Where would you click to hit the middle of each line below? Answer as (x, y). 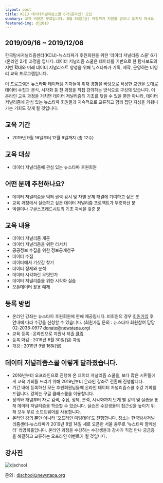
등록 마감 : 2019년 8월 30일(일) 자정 (46, 340)
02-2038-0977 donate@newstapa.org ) (51, 328)
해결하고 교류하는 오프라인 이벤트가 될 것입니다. (62, 436)
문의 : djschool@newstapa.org (35, 475)
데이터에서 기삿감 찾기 (33, 262)
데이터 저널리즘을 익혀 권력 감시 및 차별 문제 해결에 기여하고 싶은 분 (76, 196)
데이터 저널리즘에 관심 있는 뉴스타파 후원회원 (54, 167)
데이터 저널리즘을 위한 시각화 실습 (44, 281)
